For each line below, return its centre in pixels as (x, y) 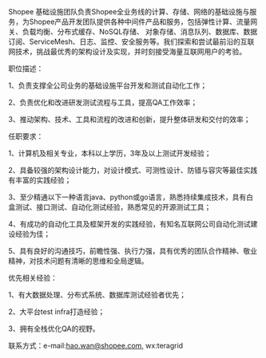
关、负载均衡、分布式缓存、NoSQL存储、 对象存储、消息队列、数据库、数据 (133, 31)
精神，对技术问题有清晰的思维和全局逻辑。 (78, 261)
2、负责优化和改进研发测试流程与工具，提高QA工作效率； (103, 102)
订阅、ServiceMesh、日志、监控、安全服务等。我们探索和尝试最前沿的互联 (131, 41)
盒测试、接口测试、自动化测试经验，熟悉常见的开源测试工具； (110, 207)
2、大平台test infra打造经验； (57, 312)
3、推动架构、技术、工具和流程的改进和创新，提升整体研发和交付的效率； (129, 119)
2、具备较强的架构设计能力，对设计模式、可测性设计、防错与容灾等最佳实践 (133, 170)
